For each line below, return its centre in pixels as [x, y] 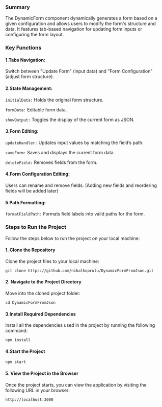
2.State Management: [29, 88]
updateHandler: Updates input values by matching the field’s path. [74, 142]
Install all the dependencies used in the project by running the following [80, 325]
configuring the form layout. [35, 35]
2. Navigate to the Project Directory [43, 282]
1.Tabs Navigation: [25, 60]
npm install [18, 340]
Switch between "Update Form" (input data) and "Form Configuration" [79, 71]
